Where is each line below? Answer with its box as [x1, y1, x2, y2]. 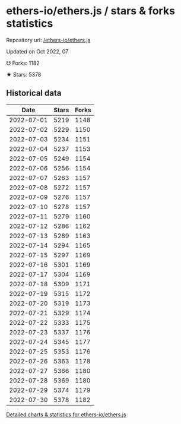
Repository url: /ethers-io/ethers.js [6, 36, 91, 43]
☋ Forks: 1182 [6, 59, 40, 67]
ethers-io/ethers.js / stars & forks [6, 4, 175, 18]
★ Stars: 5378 [6, 71, 42, 78]
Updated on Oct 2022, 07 [6, 48, 69, 55]
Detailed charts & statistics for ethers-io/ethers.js [6, 411, 126, 418]
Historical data [6, 88, 62, 99]
